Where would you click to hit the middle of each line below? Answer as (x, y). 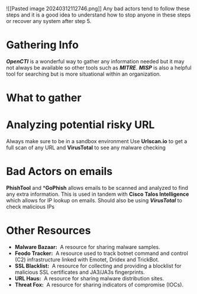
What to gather (44, 98)
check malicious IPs (30, 207)
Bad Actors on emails (59, 172)
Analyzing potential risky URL (80, 125)
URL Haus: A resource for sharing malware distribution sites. (89, 278)
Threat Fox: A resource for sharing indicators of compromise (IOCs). (99, 285)
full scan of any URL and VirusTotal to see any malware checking (86, 148)
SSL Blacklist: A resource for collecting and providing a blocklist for (98, 266)
